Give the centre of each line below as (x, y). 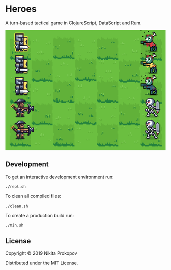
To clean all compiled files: (33, 196)
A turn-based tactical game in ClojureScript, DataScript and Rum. (74, 23)
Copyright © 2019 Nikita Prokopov (41, 253)
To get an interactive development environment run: (60, 177)
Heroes (21, 9)
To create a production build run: (40, 215)
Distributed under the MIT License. (42, 263)
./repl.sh (16, 187)
